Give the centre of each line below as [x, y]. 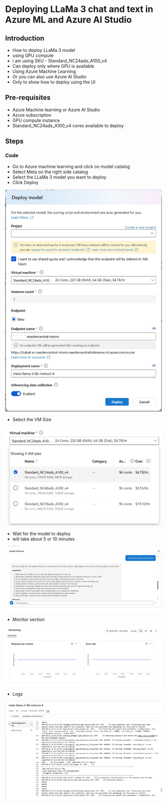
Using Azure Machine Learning [44, 71]
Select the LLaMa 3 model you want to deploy [59, 177]
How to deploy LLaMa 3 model [44, 50]
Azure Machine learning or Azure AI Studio [56, 110]
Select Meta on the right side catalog [50, 172]
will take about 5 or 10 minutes [43, 539]
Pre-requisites [28, 98]
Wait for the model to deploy [42, 534]
